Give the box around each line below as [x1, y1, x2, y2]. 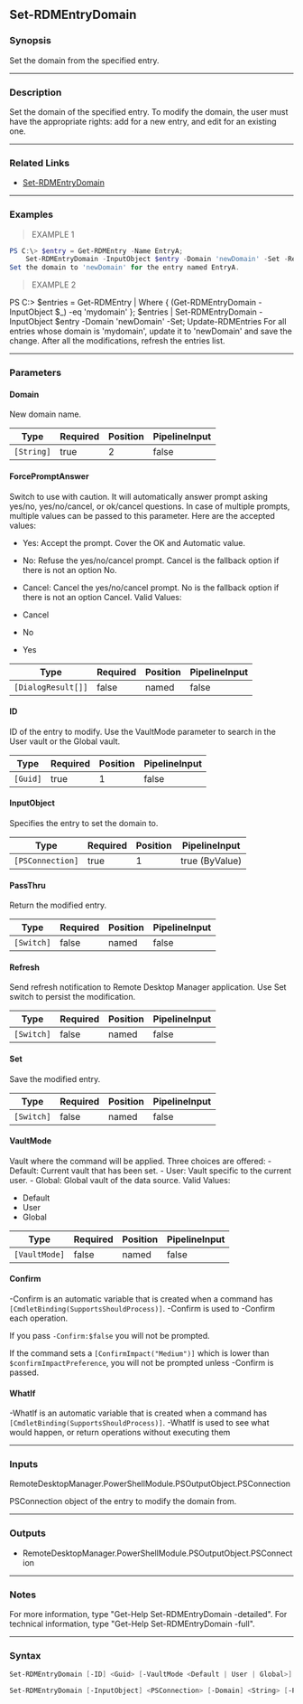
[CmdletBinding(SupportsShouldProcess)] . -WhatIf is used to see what [9, 1417, 270, 1428]
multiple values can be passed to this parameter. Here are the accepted [9, 510, 275, 521]
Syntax [9, 1649, 41, 1662]
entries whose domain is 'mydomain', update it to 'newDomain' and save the [9, 325, 293, 337]
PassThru [9, 880, 47, 890]
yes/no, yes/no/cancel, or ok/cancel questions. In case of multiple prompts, [9, 501, 290, 512]
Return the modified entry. [9, 899, 107, 911]
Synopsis [9, 34, 51, 47]
